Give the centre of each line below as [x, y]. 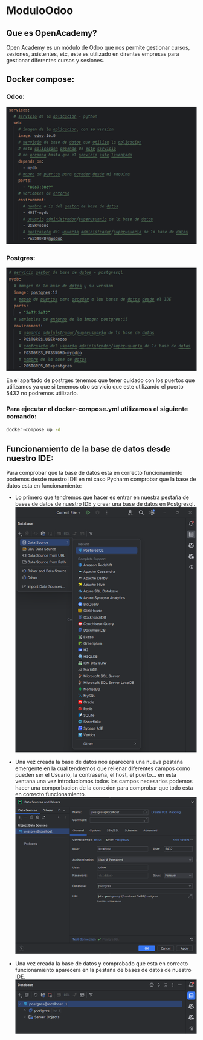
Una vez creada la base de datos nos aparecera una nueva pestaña [99, 762]
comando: [22, 416]
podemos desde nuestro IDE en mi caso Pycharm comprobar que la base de [101, 479]
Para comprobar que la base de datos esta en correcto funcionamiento [95, 472]
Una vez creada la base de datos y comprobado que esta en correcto [101, 964]
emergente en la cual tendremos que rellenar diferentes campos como [102, 768]
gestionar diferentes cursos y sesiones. [55, 60]
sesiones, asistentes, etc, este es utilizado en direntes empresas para [93, 54]
